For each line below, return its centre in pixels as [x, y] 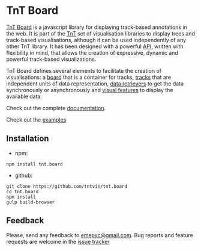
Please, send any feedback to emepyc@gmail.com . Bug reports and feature [100, 235]
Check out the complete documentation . [56, 108]
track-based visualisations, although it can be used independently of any [96, 40]
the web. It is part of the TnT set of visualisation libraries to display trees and [100, 33]
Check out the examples [36, 119]
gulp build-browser [31, 202]
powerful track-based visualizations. [51, 59]
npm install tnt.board [34, 164]
